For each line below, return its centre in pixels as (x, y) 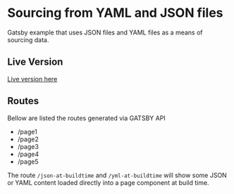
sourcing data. (28, 39)
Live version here (32, 79)
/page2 (28, 139)
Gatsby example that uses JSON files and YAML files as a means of (105, 32)
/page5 (28, 161)
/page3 (28, 146)
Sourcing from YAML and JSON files (115, 13)
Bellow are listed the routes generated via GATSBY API (86, 118)
